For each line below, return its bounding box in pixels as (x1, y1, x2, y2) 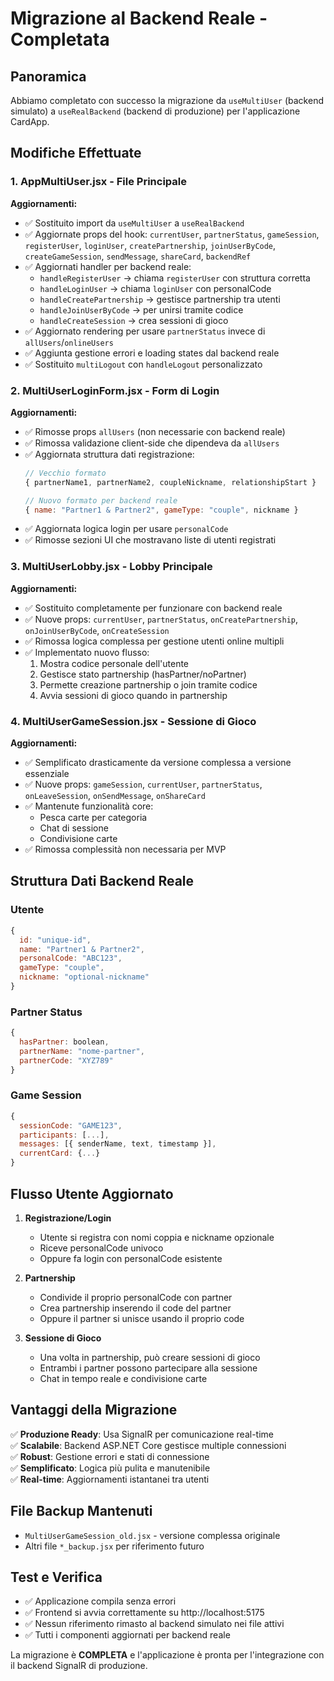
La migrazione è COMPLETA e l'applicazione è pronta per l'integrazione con (10, 1649, 325, 1661)
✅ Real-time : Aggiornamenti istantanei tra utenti (10, 1473, 210, 1485)
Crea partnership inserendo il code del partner (39, 1302, 232, 1314)
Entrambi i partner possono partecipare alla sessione (39, 1362, 258, 1374)
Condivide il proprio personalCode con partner (39, 1291, 233, 1303)
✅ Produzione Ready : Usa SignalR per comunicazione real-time (10, 1428, 275, 1440)
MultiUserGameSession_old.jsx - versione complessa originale (24, 1529, 281, 1541)
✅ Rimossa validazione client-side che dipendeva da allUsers (24, 437, 280, 449)
